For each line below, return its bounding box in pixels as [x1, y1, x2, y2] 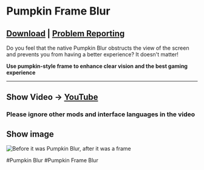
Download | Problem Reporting [6, 28, 125, 39]
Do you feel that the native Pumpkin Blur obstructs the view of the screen [6, 44, 189, 51]
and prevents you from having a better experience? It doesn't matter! [6, 51, 179, 58]
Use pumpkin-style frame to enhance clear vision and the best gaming [6, 62, 188, 70]
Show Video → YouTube [6, 92, 98, 102]
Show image [6, 129, 55, 139]
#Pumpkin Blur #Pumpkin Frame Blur [6, 157, 98, 164]
